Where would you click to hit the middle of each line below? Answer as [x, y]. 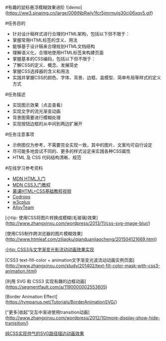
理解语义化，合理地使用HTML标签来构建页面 [58, 52]
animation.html [20, 271]
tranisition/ [16, 323]
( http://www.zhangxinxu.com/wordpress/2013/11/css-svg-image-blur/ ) [78, 223]
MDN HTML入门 [29, 178]
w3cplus [21, 202]
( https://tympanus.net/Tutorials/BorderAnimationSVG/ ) [61, 302]
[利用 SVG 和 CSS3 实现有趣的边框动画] [46, 281]
